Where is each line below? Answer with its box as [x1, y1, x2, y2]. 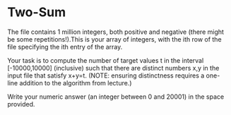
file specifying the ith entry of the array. [7, 42, 123, 51]
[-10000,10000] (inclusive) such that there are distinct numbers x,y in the [7, 63, 220, 72]
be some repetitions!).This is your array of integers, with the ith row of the [7, 35, 222, 43]
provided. [7, 99, 35, 108]
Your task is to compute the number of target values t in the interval [7, 56, 204, 64]
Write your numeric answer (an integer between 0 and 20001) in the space [7, 92, 225, 101]
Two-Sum [7, 4, 66, 20]
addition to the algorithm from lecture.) [19, 78, 132, 87]
